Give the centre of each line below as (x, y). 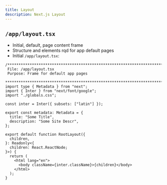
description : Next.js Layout (35, 14)
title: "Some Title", (32, 117)
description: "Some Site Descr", (44, 122)
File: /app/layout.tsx (31, 69)
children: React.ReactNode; (39, 148)
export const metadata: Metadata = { (44, 113)
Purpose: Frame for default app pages (47, 74)
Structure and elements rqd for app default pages (63, 51)
